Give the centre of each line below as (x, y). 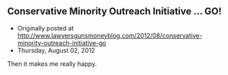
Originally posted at (45, 28)
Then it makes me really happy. (52, 64)
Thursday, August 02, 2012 (56, 50)
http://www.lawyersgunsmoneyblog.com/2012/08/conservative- (110, 35)
